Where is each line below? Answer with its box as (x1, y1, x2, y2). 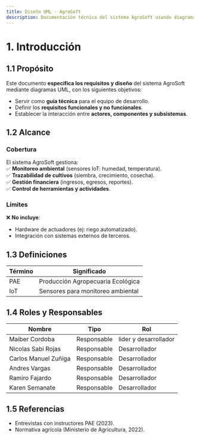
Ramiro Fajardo (9, 374, 52, 382)
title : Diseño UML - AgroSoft (6, 8, 82, 15)
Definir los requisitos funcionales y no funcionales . (14, 104, 143, 111)
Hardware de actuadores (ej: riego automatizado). (14, 226, 137, 233)
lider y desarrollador (118, 335, 175, 344)
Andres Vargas (9, 364, 51, 373)
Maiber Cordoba (9, 335, 55, 344)
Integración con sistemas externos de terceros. (14, 232, 131, 239)
